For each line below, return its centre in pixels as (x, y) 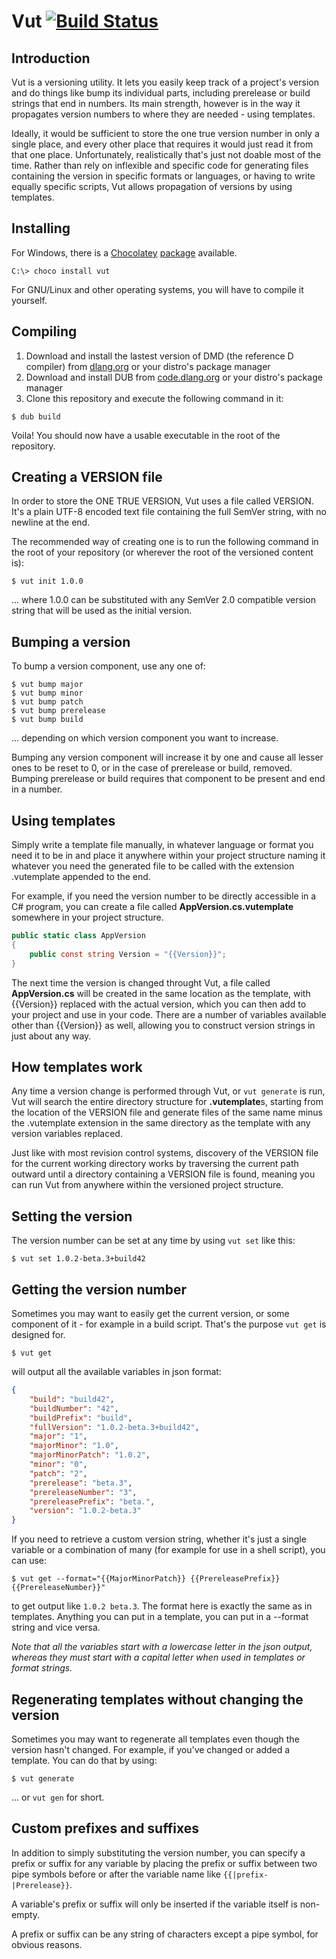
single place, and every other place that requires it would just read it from (162, 144)
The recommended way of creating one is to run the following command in (165, 542)
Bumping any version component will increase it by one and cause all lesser (167, 757)
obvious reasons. (47, 1944)
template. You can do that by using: (84, 1760)
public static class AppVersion (78, 936)
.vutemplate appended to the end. (81, 877)
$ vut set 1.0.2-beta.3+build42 (78, 1259)
